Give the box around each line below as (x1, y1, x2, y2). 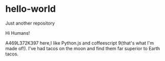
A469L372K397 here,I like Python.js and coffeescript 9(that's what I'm (5, 39, 154, 46)
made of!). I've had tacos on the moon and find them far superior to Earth (5, 45, 160, 51)
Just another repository (5, 20, 55, 26)
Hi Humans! (5, 30, 30, 36)
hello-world (5, 3, 56, 15)
